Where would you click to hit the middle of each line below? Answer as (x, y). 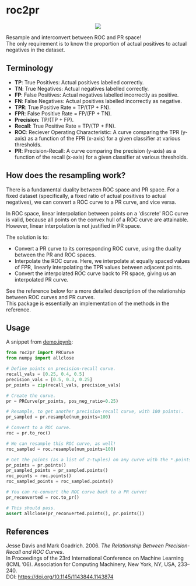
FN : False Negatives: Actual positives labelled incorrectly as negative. (98, 101)
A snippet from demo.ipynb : (40, 342)
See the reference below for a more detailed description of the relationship (96, 291)
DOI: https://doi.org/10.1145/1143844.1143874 (60, 577)
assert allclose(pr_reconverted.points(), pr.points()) (75, 513)
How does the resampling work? (66, 175)
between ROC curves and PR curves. (50, 297)
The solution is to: (28, 237)
